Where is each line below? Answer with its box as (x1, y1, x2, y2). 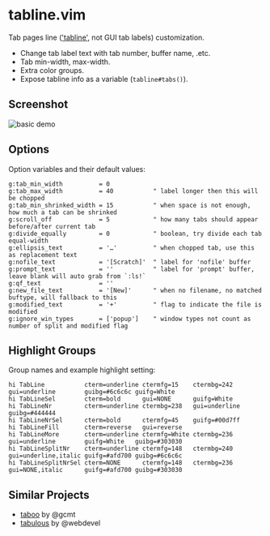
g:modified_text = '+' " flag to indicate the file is (8, 300, 263, 309)
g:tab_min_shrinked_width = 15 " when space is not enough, (8, 201, 251, 209)
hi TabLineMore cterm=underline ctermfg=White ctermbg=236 (8, 431, 233, 439)
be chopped (8, 194, 45, 202)
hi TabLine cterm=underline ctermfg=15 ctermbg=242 (8, 381, 233, 389)
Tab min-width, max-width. (19, 57, 111, 66)
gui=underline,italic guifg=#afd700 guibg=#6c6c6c (8, 452, 183, 460)
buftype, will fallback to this (8, 294, 117, 302)
